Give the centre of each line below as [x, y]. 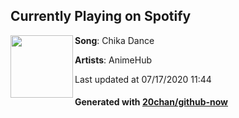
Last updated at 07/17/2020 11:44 [143, 79]
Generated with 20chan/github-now [151, 102]
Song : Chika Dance [114, 40]
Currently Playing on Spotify [101, 16]
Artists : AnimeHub [113, 60]
